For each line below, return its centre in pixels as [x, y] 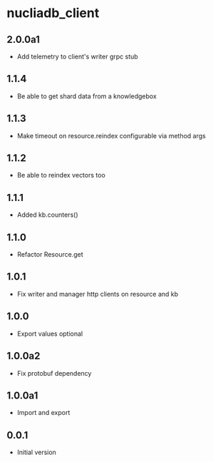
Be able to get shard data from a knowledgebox [87, 96]
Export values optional [50, 334]
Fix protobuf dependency [54, 373]
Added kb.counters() [47, 215]
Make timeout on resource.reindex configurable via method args [111, 135]
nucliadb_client [53, 13]
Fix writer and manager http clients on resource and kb [98, 294]
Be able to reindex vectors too [61, 175]
